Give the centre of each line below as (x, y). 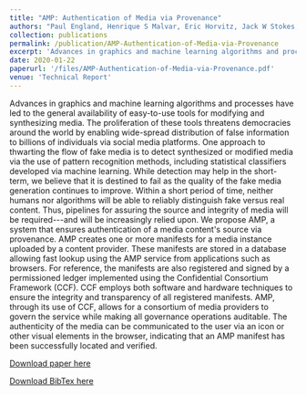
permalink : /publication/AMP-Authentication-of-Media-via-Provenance (144, 43)
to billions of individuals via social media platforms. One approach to (138, 141)
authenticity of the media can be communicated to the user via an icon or (147, 326)
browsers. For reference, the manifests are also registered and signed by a (149, 268)
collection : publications (58, 35)
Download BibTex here (51, 380)
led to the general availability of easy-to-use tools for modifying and (137, 113)
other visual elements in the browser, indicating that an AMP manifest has (147, 336)
